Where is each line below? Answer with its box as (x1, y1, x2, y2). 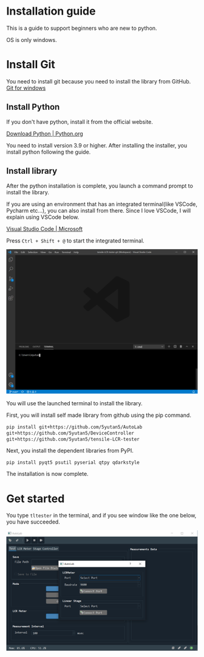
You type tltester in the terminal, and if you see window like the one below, (6, 512, 197, 519)
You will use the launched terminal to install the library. (6, 400, 143, 407)
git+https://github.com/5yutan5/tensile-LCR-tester (6, 436, 140, 442)
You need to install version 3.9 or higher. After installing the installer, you (6, 141, 187, 149)
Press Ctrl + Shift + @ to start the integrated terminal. (6, 236, 144, 244)
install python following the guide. (6, 148, 91, 155)
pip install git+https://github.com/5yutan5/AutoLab (6, 424, 143, 430)
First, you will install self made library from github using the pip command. (6, 411, 191, 419)
